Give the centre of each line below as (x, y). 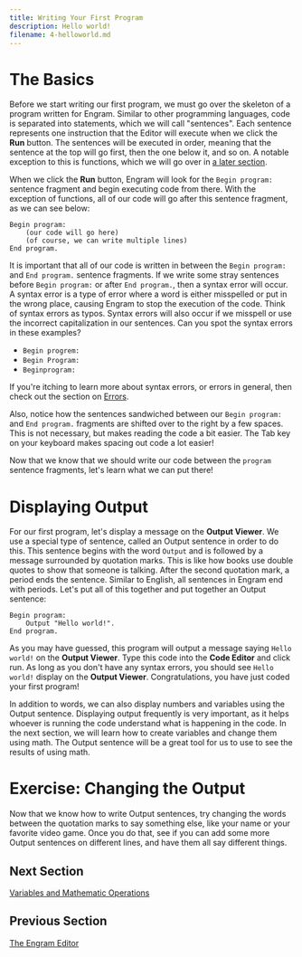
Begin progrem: (51, 351)
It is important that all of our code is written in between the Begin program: (148, 265)
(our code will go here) (72, 233)
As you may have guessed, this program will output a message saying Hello (151, 649)
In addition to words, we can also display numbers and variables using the (147, 704)
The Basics (52, 79)
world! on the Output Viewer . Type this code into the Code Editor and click (150, 658)
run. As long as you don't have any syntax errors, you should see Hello (142, 668)
